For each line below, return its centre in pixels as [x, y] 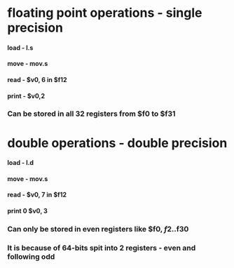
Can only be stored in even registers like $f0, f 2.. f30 [98, 229]
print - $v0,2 [26, 95]
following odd [31, 256]
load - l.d [20, 163]
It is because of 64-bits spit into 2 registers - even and [102, 248]
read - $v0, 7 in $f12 [37, 195]
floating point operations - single [105, 13]
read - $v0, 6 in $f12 [37, 79]
